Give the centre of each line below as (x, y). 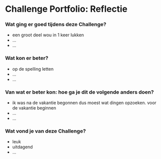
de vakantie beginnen (34, 108)
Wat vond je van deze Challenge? (45, 131)
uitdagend (22, 147)
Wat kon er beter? (27, 58)
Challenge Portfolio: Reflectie (66, 9)
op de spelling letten (33, 69)
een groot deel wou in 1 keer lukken (48, 35)
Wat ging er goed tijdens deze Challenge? (56, 25)
